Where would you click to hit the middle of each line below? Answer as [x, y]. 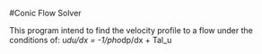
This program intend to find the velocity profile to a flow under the [131, 30]
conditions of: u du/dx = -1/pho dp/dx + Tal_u [91, 40]
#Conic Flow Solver [46, 13]
